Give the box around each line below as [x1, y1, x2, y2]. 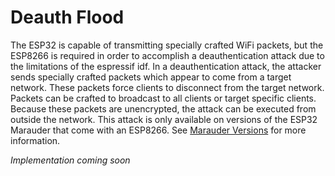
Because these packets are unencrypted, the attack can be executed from [10, 102, 317, 115]
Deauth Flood [10, 6, 125, 29]
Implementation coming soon [10, 154, 131, 166]
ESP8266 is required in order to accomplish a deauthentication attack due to [10, 49, 325, 61]
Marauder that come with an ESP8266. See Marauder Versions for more [10, 124, 307, 136]
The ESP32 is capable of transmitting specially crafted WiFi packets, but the [10, 39, 324, 51]
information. [10, 134, 61, 146]
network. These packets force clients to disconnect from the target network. [10, 81, 325, 93]
